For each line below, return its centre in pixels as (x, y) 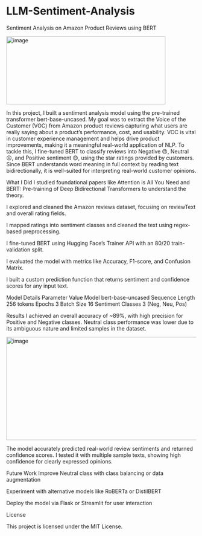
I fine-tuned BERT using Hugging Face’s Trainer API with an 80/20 (88, 243)
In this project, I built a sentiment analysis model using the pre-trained (93, 112)
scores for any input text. (37, 286)
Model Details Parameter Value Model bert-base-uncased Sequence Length (101, 297)
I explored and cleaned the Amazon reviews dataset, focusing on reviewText (101, 207)
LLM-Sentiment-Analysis (71, 11)
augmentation (24, 479)
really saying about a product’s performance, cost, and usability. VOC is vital (101, 132)
